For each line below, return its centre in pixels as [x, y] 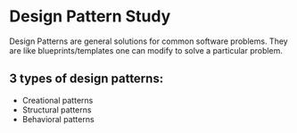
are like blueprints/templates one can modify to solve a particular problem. [146, 50]
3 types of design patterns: [87, 79]
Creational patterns [58, 100]
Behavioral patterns [58, 119]
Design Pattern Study [90, 17]
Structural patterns [57, 110]
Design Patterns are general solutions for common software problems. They [148, 41]
